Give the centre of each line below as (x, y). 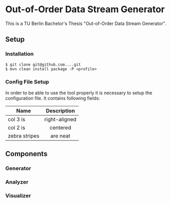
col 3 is (17, 119)
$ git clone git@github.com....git (43, 65)
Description (60, 110)
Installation (20, 54)
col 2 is (17, 127)
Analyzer (17, 182)
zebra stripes (24, 136)
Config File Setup (27, 81)
